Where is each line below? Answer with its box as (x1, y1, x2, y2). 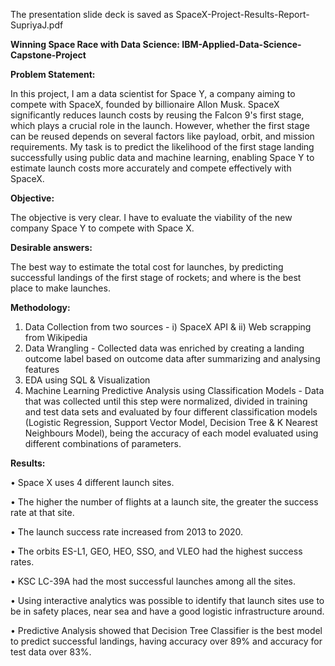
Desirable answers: (10, 242, 93, 253)
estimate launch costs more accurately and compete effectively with (10, 162, 292, 174)
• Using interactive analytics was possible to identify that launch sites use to (10, 595, 325, 606)
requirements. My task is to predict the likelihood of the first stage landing (10, 141, 315, 153)
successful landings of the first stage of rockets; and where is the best (10, 272, 302, 283)
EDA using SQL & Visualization (24, 374, 151, 386)
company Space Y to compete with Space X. (10, 222, 195, 234)
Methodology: (10, 302, 71, 313)
